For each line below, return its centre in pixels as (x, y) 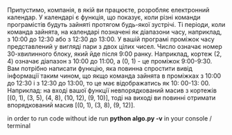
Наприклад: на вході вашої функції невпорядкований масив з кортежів (112, 90)
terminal (19, 126)
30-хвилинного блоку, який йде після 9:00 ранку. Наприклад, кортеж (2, (115, 54)
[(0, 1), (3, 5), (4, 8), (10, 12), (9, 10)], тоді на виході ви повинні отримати (111, 98)
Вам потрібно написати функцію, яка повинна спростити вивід (100, 69)
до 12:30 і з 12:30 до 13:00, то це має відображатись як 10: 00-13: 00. (109, 83)
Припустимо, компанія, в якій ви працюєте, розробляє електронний (108, 10)
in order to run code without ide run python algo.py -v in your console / (110, 118)
